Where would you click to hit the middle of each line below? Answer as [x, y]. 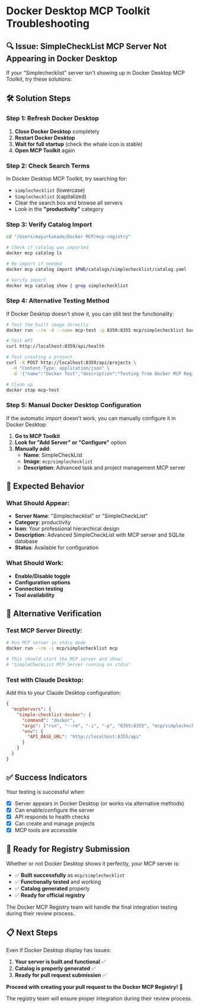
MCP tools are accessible [46, 830]
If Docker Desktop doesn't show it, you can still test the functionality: [90, 314]
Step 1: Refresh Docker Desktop [53, 118]
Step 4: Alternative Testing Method [58, 301]
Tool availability [35, 595]
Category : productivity [43, 522]
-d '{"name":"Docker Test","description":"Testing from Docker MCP [97, 374]
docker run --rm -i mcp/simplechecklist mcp [62, 648]
